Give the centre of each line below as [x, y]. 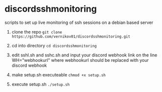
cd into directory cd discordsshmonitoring [54, 45]
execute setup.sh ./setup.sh [41, 84]
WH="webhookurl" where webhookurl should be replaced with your [80, 60]
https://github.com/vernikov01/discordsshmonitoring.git [71, 37]
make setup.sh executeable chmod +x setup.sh [58, 74]
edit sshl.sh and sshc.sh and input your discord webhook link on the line [84, 55]
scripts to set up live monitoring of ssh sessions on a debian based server [79, 22]
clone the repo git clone [37, 32]
